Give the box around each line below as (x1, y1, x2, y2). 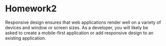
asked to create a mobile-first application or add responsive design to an (5, 30, 154, 36)
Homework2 (5, 3, 57, 14)
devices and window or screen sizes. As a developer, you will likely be (5, 24, 149, 30)
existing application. (5, 35, 46, 41)
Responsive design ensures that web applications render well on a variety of (5, 19, 161, 25)
